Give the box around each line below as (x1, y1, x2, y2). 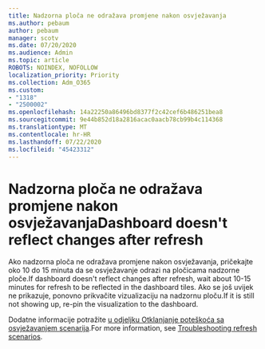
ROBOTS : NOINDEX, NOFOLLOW (8, 64, 98, 72)
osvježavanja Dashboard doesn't (8, 213, 227, 232)
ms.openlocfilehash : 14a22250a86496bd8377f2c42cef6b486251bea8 (8, 109, 223, 117)
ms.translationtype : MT (8, 123, 88, 131)
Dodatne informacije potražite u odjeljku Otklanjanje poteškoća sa (8, 315, 225, 324)
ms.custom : (8, 85, 45, 94)
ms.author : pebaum (8, 19, 69, 27)
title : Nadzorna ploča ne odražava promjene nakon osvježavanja (8, 11, 227, 20)
